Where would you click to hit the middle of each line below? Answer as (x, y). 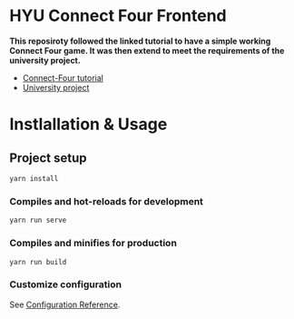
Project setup (49, 158)
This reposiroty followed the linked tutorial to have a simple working (140, 41)
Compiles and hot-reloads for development (107, 201)
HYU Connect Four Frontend (118, 16)
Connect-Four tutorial (63, 77)
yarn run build (38, 262)
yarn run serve (38, 220)
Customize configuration (66, 284)
